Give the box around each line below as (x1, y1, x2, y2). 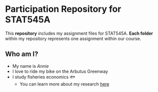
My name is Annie (12, 63, 49, 69)
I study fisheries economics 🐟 (12, 74, 76, 80)
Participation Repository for (5, 3, 121, 15)
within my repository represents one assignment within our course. (5, 36, 142, 42)
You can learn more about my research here (19, 81, 110, 87)
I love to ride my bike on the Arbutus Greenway (12, 68, 109, 74)
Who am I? (5, 50, 39, 58)
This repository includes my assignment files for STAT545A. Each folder (5, 30, 153, 36)
